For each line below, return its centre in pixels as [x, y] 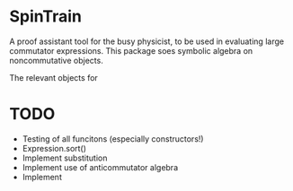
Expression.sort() [54, 148]
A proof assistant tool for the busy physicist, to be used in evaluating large [147, 41]
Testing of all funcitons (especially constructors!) [113, 139]
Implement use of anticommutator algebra [100, 167]
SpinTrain [46, 17]
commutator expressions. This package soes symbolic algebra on [131, 50]
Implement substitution [65, 158]
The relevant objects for [54, 77]
